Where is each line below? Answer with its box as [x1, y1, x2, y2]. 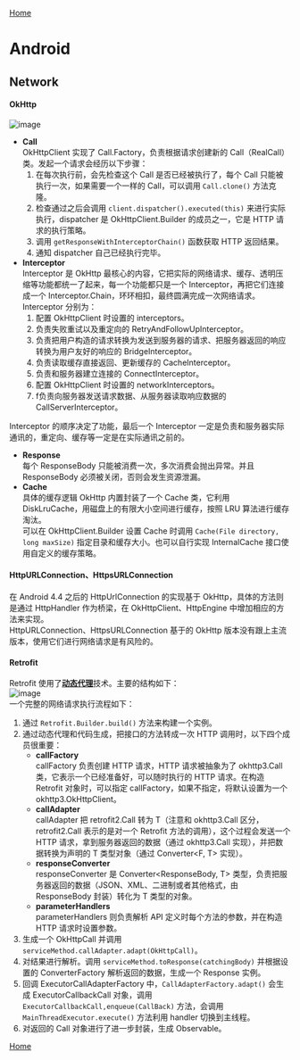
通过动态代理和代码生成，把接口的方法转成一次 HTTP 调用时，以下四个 [21, 729, 283, 740]
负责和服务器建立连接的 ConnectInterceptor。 [35, 368, 204, 378]
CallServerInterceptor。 [35, 402, 123, 412]
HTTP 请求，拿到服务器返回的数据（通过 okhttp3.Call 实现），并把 [35, 837, 276, 848]
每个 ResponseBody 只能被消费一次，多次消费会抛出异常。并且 [21, 460, 254, 471]
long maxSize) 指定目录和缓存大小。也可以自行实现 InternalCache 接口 [21, 536, 281, 547]
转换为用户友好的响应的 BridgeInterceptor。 [35, 345, 197, 356]
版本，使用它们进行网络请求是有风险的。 [9, 635, 158, 646]
